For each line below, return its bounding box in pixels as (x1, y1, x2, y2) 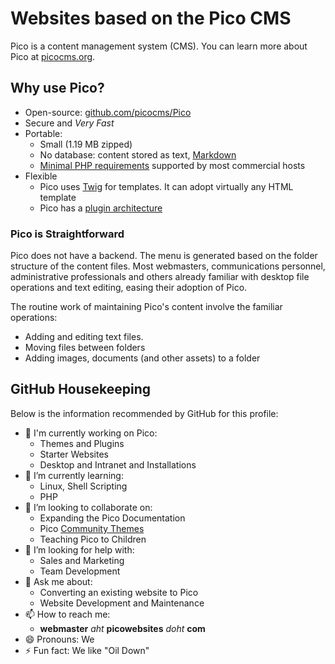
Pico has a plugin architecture (39, 202, 163, 214)
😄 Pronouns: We (24, 633, 95, 645)
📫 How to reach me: (24, 608, 111, 620)
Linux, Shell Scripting (39, 480, 128, 492)
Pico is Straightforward (10, 227, 125, 241)
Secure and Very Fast (24, 117, 115, 129)
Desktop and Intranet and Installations (39, 458, 197, 471)
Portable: (24, 127, 63, 139)
